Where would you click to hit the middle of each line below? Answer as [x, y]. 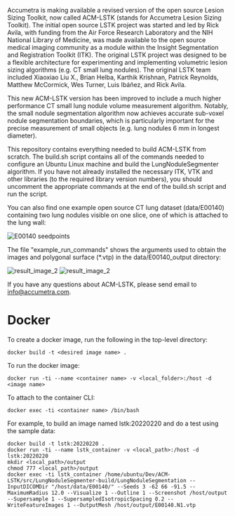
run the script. [28, 194]
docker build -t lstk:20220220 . [56, 444]
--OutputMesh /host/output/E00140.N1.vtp [135, 505]
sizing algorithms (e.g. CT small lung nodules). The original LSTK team [109, 70]
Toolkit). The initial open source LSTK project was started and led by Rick [113, 25]
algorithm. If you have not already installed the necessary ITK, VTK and [110, 172]
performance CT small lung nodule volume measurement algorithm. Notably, [118, 106]
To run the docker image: [43, 365]
